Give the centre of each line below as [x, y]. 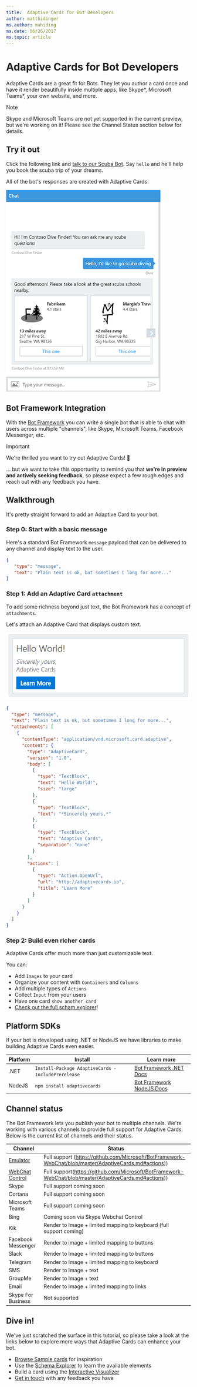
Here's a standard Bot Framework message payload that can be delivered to [96, 542]
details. [15, 131]
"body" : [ [39, 764]
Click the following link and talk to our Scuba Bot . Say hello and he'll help [95, 164]
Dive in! [20, 1321]
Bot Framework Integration [56, 408]
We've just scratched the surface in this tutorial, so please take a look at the [98, 1335]
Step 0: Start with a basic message [57, 530]
